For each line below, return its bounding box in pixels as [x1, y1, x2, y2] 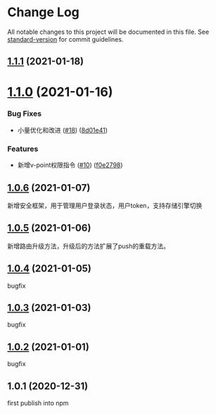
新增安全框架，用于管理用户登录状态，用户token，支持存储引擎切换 [7, 201, 203, 209]
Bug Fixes [7, 109, 42, 118]
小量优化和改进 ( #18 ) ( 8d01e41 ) [17, 126, 108, 134]
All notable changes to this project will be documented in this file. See [7, 28, 210, 36]
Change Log [7, 4, 80, 20]
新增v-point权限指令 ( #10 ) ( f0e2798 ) [17, 161, 123, 169]
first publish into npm [7, 398, 69, 407]
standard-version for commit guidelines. [7, 35, 124, 43]
